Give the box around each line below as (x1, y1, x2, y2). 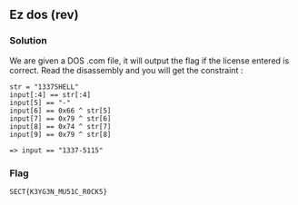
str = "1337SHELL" (9, 82, 79, 92)
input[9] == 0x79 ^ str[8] (9, 130, 112, 139)
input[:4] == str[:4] (9, 90, 92, 99)
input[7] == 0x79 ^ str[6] (9, 113, 112, 123)
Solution (9, 34, 48, 47)
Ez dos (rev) (9, 7, 79, 23)
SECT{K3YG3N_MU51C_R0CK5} (9, 187, 107, 196)
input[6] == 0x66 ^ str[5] (9, 106, 112, 115)
